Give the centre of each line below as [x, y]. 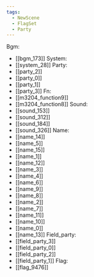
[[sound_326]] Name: [42, 130]
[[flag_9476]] [32, 267]
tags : [13, 12]
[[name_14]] [30, 137]
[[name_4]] [29, 176]
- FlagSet [24, 23]
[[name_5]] [29, 143]
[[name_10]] [30, 222]
